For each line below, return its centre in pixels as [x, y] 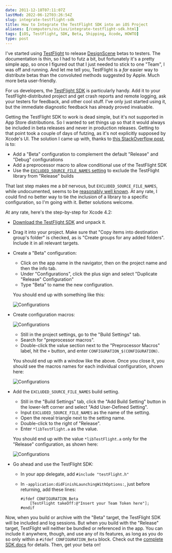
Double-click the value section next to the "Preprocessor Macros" [90, 345]
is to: [11, 144]
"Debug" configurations [38, 159]
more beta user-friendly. [31, 81]
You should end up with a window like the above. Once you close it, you [89, 360]
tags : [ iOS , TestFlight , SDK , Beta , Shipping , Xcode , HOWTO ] [72, 34]
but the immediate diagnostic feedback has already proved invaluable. [80, 107]
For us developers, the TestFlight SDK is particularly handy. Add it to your [83, 90]
